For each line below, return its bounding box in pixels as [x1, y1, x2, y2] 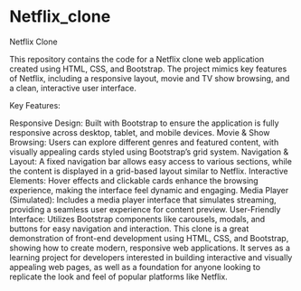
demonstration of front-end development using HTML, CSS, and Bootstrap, [9, 232, 289, 243]
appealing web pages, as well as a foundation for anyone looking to [9, 261, 260, 272]
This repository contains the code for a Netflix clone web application [9, 53, 265, 64]
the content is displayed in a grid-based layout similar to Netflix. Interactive [9, 165, 288, 176]
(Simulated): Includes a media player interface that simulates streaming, [9, 194, 277, 205]
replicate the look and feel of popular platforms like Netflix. [9, 271, 228, 282]
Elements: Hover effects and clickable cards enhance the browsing [9, 174, 259, 186]
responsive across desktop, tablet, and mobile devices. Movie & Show [9, 127, 270, 137]
